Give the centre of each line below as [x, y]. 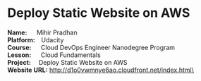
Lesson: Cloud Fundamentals [54, 55]
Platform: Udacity [36, 39]
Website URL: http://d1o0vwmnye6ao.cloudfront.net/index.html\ [100, 70]
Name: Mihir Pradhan [42, 32]
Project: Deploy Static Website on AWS [68, 62]
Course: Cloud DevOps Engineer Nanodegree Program [91, 47]
